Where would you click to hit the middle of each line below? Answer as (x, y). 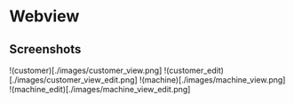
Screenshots (45, 49)
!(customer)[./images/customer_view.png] (86, 70)
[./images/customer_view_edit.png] (73, 80)
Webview (44, 16)
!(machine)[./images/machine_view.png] (212, 80)
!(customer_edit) (194, 70)
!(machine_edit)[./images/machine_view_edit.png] (100, 89)
